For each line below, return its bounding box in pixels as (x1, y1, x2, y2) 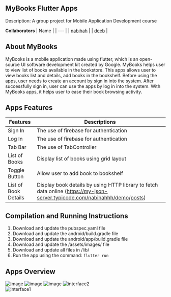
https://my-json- (66, 188, 108, 195)
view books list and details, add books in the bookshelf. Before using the (5, 72, 157, 78)
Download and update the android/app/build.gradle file (12, 236, 128, 242)
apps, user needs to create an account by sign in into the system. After (5, 78, 154, 84)
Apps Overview (5, 267, 56, 276)
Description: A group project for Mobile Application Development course (5, 17, 157, 24)
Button (8, 173, 24, 180)
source (5, 61, 20, 67)
